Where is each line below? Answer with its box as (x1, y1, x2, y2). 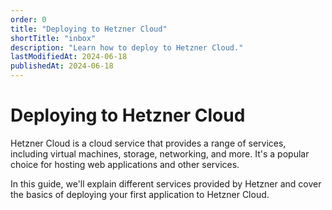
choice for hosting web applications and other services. (10, 158, 240, 170)
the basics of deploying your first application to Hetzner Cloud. (10, 188, 270, 200)
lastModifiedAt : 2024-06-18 (10, 52, 128, 62)
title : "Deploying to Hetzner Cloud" (10, 24, 168, 34)
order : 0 (10, 14, 47, 25)
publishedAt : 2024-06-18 (10, 61, 114, 71)
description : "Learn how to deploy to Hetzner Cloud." (10, 42, 244, 53)
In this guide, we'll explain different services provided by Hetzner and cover (10, 177, 322, 190)
